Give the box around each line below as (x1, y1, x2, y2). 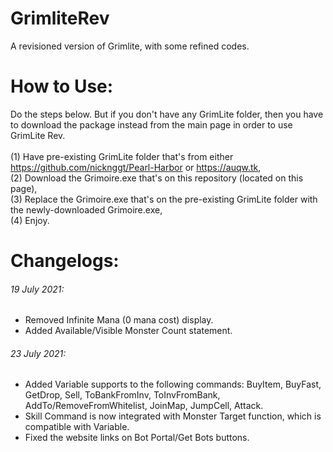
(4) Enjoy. (10, 214, 50, 226)
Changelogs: (10, 250, 120, 272)
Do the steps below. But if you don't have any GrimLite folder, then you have (10, 108, 324, 120)
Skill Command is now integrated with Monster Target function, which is (24, 410, 322, 422)
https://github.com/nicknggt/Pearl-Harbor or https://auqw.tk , (10, 161, 262, 173)
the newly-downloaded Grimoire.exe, (10, 203, 163, 216)
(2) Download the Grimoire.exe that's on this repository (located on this (10, 172, 304, 184)
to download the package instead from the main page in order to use (10, 118, 293, 131)
